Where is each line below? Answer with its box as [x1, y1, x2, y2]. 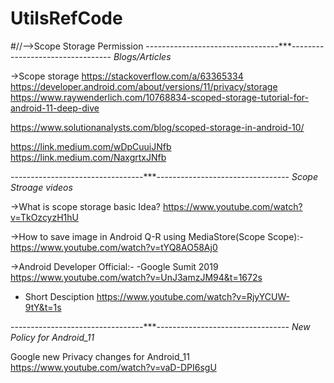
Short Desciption [24, 290, 95, 302]
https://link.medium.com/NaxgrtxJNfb [10, 151, 167, 163]
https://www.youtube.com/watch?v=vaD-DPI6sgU [10, 361, 217, 373]
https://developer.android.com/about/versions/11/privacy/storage [10, 80, 278, 92]
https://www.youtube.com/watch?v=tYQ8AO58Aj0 [10, 241, 218, 253]
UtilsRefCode [10, 7, 123, 30]
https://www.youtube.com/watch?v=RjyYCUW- [96, 290, 290, 302]
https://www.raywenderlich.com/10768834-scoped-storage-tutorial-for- [10, 91, 310, 103]
